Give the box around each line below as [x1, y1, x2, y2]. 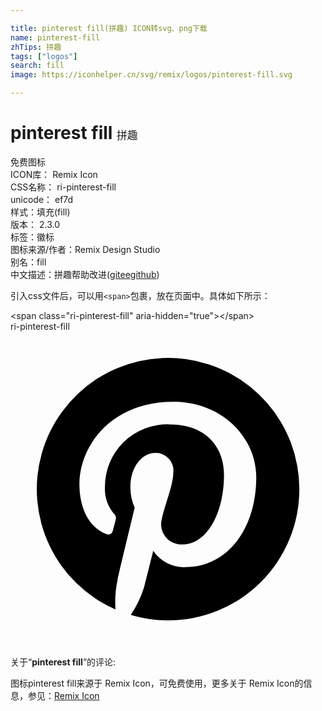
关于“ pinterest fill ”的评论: [10, 656, 117, 668]
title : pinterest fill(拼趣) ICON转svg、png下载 [10, 23, 208, 33]
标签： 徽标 [10, 231, 55, 243]
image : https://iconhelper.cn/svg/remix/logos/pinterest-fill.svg [10, 70, 293, 80]
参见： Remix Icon [27, 689, 100, 701]
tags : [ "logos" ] [10, 51, 78, 61]
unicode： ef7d [10, 193, 74, 205]
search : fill [10, 61, 65, 71]
